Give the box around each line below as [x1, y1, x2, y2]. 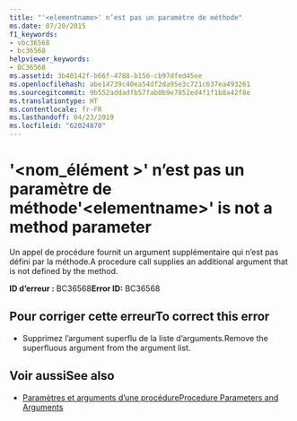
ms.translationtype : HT [9, 96, 99, 106]
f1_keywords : [9, 30, 58, 39]
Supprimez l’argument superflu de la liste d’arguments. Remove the [22, 332, 269, 343]
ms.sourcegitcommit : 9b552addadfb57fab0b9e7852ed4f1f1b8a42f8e [9, 88, 251, 97]
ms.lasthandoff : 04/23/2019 [9, 113, 115, 122]
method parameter [9, 217, 153, 237]
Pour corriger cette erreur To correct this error [9, 309, 270, 324]
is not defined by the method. [9, 265, 118, 276]
